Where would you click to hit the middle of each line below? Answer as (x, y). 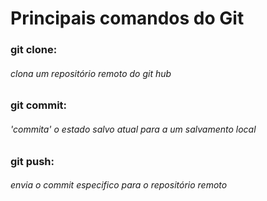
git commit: (39, 105)
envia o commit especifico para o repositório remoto (119, 185)
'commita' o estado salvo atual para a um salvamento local (133, 129)
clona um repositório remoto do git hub (91, 73)
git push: (32, 161)
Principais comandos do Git (127, 18)
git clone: (34, 50)
